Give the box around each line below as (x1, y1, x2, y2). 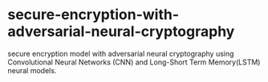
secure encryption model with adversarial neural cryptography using (7, 49, 234, 58)
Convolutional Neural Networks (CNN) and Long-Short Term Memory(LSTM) (7, 57, 261, 67)
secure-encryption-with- (7, 6, 180, 24)
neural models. (7, 65, 57, 75)
